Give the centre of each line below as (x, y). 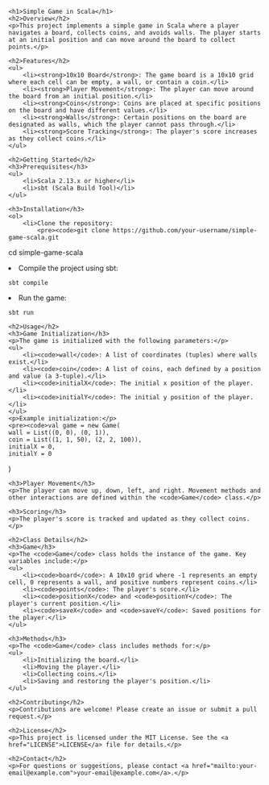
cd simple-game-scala (46, 253)
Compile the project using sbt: (68, 268)
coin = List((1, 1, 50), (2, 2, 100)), (75, 440)
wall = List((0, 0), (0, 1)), (59, 432)
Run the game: (43, 298)
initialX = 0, (32, 447)
